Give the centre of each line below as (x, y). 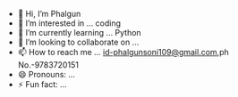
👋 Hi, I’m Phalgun (49, 14)
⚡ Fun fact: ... (42, 84)
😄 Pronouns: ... (47, 74)
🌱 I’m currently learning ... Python (79, 32)
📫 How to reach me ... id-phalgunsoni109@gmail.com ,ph (123, 52)
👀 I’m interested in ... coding (69, 23)
